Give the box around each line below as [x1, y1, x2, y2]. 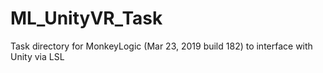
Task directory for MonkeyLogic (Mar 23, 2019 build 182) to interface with [10, 40, 313, 52]
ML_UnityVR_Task [10, 7, 163, 30]
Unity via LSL [10, 50, 65, 62]
